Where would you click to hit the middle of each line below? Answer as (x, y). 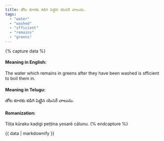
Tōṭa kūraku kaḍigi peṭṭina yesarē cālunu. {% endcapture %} (67, 124)
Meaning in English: (26, 62)
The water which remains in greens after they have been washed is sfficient (82, 73)
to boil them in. (20, 79)
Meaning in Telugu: (25, 89)
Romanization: (20, 113)
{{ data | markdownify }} (30, 134)
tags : (11, 14)
